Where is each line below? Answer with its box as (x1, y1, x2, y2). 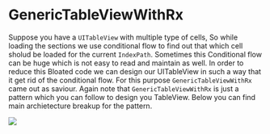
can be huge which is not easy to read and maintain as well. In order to (8, 58, 244, 68)
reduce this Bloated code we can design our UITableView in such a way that (8, 66, 261, 76)
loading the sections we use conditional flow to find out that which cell (8, 40, 243, 50)
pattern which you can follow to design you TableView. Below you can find (8, 92, 256, 102)
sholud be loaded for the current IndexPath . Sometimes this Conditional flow (8, 49, 263, 59)
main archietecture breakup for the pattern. (8, 101, 153, 111)
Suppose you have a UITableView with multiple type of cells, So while (8, 32, 238, 42)
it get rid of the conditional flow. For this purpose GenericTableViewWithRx (8, 75, 252, 85)
